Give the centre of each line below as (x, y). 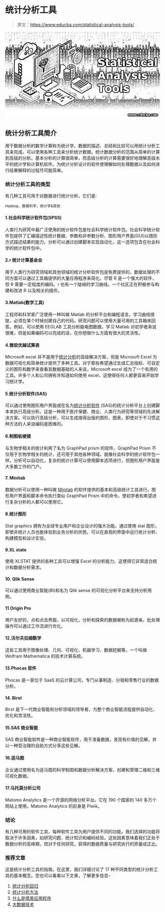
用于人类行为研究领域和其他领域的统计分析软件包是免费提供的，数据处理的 (80, 272)
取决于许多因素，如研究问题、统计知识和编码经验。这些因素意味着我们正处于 (82, 838)
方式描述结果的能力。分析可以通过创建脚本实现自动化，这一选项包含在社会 (80, 242)
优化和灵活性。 (20, 715)
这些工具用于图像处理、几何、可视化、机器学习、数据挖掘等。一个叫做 (76, 650)
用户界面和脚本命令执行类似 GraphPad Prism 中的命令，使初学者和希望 (81, 496)
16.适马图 (15, 758)
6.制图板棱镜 (18, 436)
